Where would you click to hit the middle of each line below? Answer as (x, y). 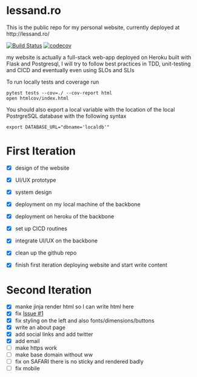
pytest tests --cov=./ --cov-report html (59, 93)
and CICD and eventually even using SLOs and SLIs (70, 70)
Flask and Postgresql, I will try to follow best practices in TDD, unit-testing (98, 64)
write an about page (40, 327)
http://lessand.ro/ (28, 33)
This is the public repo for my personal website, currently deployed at (93, 27)
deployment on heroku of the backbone (65, 216)
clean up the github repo (46, 253)
